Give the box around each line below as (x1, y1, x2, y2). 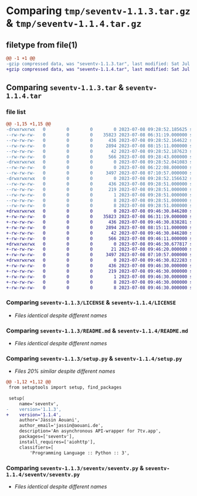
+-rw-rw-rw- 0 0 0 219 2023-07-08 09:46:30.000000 (6, 268, 188, 274)
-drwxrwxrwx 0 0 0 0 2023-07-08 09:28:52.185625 (6, 127, 188, 133)
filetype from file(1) (6, 40, 78, 50)
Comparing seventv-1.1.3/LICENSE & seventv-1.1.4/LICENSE (6, 298, 176, 307)
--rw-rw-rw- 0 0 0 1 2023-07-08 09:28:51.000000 (6, 192, 188, 198)
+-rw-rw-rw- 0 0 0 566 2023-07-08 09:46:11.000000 (6, 236, 188, 242)
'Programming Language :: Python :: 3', (29, 450, 130, 456)
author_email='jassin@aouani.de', (19, 423, 104, 429)
